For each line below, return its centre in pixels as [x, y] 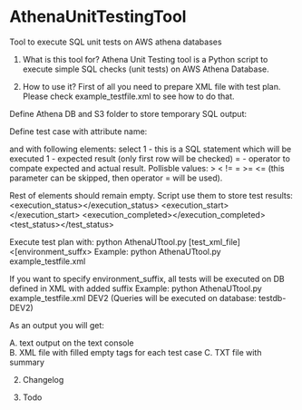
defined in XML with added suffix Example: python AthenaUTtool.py [136, 288]
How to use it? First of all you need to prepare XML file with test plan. [151, 86]
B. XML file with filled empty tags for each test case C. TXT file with [136, 352]
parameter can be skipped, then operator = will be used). [116, 178]
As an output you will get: [57, 325]
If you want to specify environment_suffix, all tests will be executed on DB [147, 278]
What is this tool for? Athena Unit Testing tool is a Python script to [145, 59]
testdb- [272, 298]
